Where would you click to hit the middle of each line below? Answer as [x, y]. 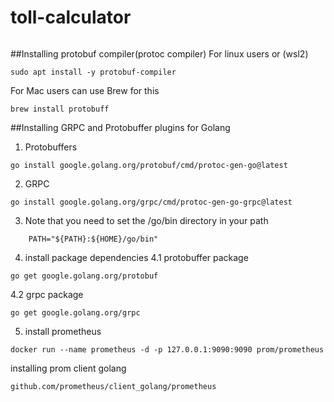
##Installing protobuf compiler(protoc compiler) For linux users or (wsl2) [159, 53]
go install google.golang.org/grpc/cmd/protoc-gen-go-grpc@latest [151, 202]
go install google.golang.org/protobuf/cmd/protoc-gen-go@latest [149, 165]
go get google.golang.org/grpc [75, 312]
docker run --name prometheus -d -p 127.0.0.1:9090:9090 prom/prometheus [167, 349]
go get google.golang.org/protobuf [84, 276]
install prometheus [63, 331]
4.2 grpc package [47, 294]
